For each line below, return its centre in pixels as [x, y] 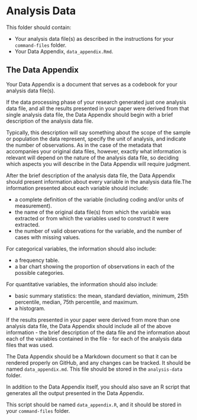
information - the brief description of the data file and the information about [98, 332]
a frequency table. [37, 260]
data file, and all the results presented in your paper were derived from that [98, 108]
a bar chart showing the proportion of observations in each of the [94, 266]
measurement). [33, 206]
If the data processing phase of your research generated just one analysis [96, 102]
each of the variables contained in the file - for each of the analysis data [94, 338]
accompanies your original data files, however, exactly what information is [96, 151]
